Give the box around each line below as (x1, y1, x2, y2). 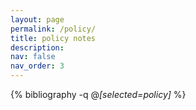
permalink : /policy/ (10, 24, 97, 34)
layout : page (10, 14, 65, 25)
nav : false (10, 52, 56, 62)
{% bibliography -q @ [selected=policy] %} (10, 89, 187, 100)
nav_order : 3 (10, 61, 65, 71)
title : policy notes (10, 33, 97, 43)
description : (10, 42, 65, 53)
